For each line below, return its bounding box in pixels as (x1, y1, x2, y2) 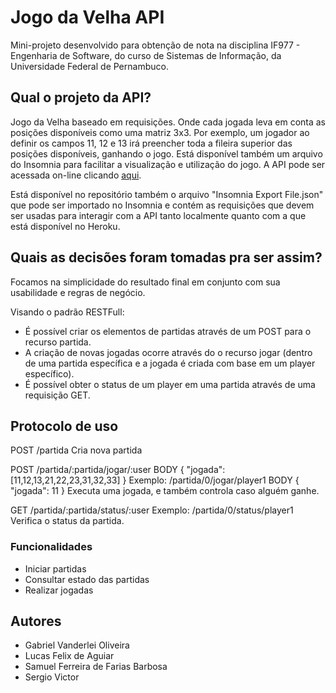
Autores (10, 613, 62, 630)
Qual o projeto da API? (10, 89, 152, 106)
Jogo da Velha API (10, 6, 165, 29)
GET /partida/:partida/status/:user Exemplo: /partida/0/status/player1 (10, 504, 294, 516)
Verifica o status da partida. (10, 515, 125, 527)
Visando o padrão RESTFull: (10, 306, 125, 318)
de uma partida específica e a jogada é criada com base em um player (24, 357, 316, 369)
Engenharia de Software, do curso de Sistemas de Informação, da (10, 49, 282, 61)
